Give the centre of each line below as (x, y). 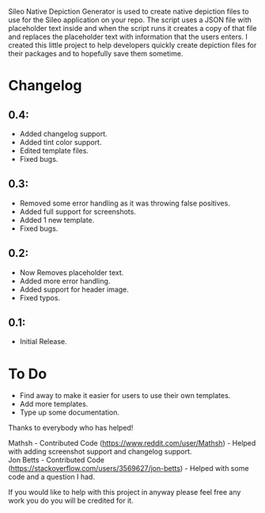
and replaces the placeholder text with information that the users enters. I (128, 36)
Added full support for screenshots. (78, 211)
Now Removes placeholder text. (72, 272)
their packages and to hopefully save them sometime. (96, 54)
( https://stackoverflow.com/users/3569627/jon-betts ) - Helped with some (129, 469)
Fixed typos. (40, 297)
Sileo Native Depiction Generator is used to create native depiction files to (129, 11)
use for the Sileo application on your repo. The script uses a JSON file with (130, 20)
